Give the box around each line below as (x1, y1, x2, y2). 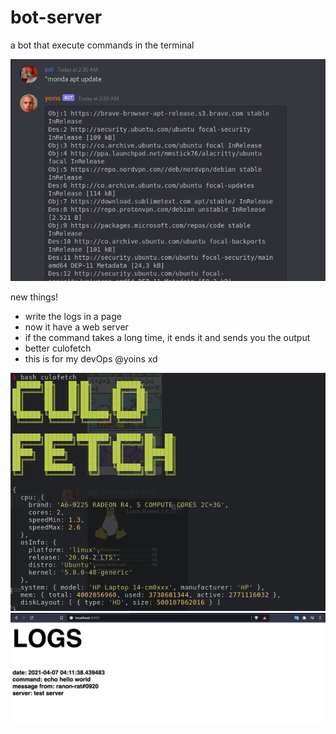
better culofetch (24, 342, 92, 354)
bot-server (10, 6, 103, 29)
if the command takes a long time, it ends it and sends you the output (24, 331, 311, 343)
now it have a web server (24, 321, 129, 333)
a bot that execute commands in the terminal (10, 39, 195, 51)
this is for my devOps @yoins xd (24, 352, 158, 365)
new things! (10, 291, 59, 303)
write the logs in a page (24, 310, 122, 322)
